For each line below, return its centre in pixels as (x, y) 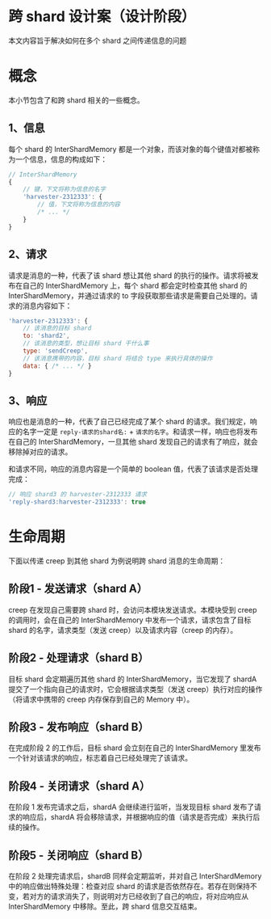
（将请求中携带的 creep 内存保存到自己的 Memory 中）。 (101, 699)
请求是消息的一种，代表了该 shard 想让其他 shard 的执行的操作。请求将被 (130, 275)
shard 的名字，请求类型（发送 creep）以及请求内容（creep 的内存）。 (123, 630)
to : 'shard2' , (46, 336)
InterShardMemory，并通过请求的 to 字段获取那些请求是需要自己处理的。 (130, 295)
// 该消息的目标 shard (57, 328)
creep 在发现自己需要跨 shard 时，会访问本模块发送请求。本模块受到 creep (133, 609)
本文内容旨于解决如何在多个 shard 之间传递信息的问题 (98, 40)
